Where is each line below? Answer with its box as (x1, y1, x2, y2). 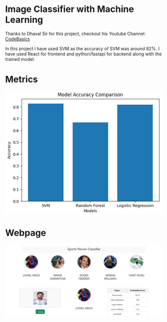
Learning (5, 14, 43, 25)
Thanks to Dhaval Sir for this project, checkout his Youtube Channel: (5, 30, 146, 36)
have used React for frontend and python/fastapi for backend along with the (5, 51, 162, 57)
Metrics (5, 74, 38, 85)
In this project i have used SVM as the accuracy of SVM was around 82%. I (5, 45, 160, 51)
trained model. (5, 56, 35, 62)
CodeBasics (5, 36, 30, 42)
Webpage (5, 227, 46, 238)
